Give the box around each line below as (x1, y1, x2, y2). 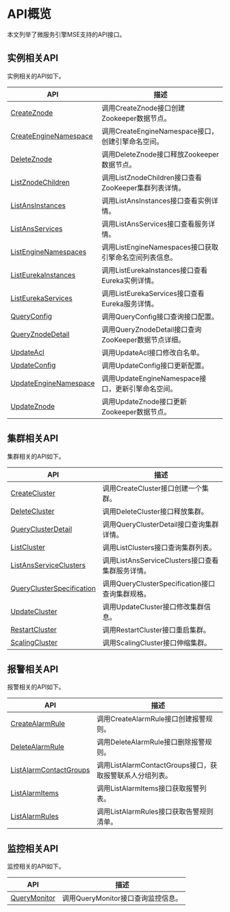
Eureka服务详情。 (101, 299, 159, 308)
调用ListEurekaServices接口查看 (101, 288, 205, 298)
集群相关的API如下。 (7, 452, 65, 460)
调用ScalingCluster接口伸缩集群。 (102, 638, 212, 648)
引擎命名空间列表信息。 (101, 252, 177, 262)
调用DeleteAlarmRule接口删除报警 (97, 738, 205, 747)
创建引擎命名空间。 (101, 137, 164, 146)
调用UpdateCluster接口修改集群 (102, 602, 204, 611)
